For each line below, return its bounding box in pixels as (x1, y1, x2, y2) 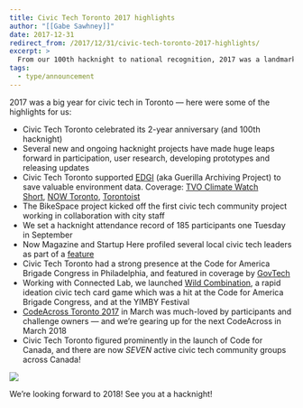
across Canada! (22, 354, 81, 365)
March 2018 (22, 325, 68, 336)
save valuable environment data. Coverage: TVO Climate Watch (22, 181, 259, 192)
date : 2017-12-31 (9, 30, 75, 39)
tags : (9, 64, 30, 73)
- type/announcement (17, 72, 95, 81)
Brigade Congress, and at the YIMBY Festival (22, 296, 190, 307)
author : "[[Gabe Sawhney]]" (9, 22, 115, 31)
